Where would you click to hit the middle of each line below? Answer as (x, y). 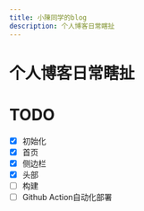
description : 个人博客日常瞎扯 (62, 26)
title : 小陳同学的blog (48, 18)
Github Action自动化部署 (67, 197)
